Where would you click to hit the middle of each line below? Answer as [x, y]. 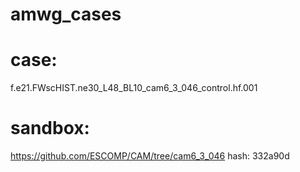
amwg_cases [66, 14]
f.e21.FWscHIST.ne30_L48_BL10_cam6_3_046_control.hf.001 [134, 88]
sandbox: [50, 128]
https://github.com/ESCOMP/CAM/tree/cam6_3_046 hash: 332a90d [150, 156]
